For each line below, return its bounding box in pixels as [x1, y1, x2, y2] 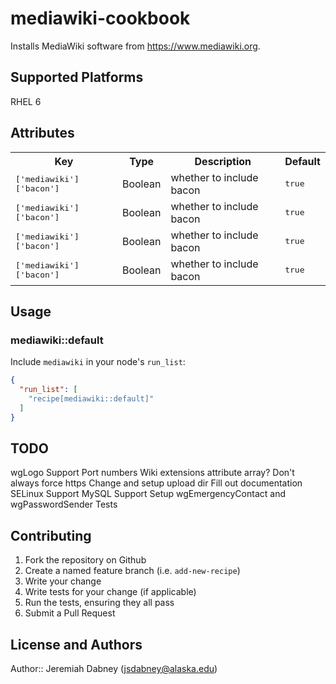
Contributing [10, 527, 92, 544]
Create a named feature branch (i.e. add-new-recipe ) [24, 565, 241, 577]
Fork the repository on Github [24, 554, 147, 566]
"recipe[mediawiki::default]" [28, 394, 155, 404]
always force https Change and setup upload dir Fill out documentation [10, 477, 303, 489]
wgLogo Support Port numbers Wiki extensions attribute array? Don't [10, 467, 295, 479]
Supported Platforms [10, 69, 144, 86]
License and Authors [10, 636, 143, 653]
